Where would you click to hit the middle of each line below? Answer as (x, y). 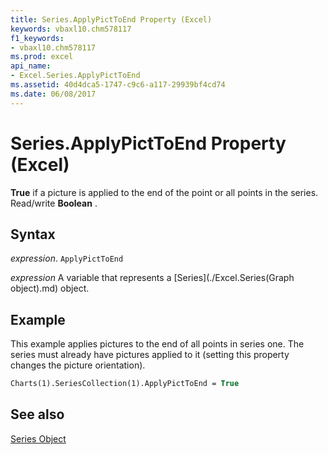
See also (37, 414)
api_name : (31, 66)
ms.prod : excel (42, 57)
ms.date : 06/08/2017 (53, 94)
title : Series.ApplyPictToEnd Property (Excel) (111, 19)
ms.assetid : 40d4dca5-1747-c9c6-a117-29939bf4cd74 (118, 85)
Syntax (33, 234)
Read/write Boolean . (54, 203)
